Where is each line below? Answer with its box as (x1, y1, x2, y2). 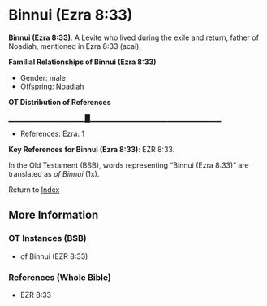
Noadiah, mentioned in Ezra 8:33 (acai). (8, 41, 142, 50)
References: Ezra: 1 (19, 129, 85, 138)
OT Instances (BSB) (8, 233, 87, 244)
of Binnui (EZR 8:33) (19, 251, 88, 261)
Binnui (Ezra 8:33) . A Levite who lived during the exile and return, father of (8, 33, 260, 42)
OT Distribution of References (8, 97, 111, 107)
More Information (8, 208, 99, 222)
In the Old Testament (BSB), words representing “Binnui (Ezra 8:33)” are (8, 160, 249, 170)
